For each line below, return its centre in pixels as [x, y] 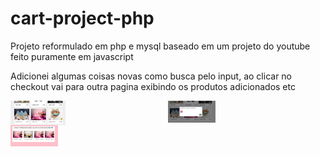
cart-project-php [82, 18]
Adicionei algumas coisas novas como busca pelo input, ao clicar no [151, 76]
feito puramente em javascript [72, 56]
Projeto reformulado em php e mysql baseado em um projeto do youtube [160, 46]
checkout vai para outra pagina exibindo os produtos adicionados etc [153, 86]
